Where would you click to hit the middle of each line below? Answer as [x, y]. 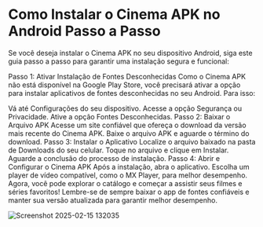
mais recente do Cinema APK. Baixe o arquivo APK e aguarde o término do [129, 133]
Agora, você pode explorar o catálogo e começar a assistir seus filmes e [125, 183]
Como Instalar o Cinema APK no [114, 15]
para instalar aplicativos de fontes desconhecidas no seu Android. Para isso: [132, 93]
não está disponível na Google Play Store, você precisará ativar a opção [124, 85]
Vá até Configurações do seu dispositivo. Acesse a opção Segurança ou [125, 108]
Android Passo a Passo [84, 31]
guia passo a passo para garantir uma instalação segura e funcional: [119, 61]
